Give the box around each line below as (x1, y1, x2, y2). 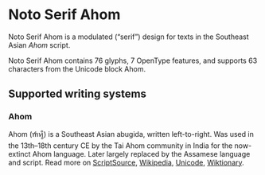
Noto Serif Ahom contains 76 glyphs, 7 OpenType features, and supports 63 (8, 56, 258, 65)
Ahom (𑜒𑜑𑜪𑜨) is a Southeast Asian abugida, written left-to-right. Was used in (8, 129, 255, 138)
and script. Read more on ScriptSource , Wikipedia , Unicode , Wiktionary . (8, 157, 244, 167)
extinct (8, 149, 31, 158)
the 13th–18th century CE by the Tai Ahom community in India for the (8, 141, 233, 150)
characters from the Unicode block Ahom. (8, 64, 146, 73)
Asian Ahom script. (8, 40, 71, 49)
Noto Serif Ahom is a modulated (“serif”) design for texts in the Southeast (8, 32, 249, 41)
